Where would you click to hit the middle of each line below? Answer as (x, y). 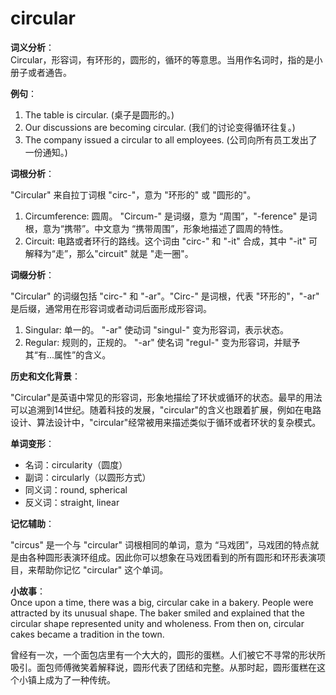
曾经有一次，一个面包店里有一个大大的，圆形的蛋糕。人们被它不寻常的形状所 (168, 654)
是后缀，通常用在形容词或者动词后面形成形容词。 (111, 308)
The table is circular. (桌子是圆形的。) (99, 114)
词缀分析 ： (32, 274)
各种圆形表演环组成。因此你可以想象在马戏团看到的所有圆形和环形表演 (172, 557)
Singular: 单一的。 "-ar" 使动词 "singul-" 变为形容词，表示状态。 (156, 329)
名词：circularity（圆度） (76, 464)
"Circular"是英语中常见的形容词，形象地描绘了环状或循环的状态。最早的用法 (166, 397)
